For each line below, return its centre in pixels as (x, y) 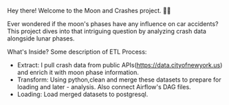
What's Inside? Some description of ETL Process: (77, 52)
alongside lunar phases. (41, 38)
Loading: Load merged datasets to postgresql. (83, 94)
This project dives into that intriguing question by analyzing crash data (107, 31)
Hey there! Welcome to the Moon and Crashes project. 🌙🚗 (89, 11)
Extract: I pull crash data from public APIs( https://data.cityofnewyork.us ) (120, 65)
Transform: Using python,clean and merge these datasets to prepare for (119, 80)
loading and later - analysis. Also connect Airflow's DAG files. (104, 87)
